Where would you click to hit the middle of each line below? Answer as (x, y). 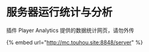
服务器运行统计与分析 (60, 12)
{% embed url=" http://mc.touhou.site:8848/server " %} (75, 42)
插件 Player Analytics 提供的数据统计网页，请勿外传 (70, 30)
